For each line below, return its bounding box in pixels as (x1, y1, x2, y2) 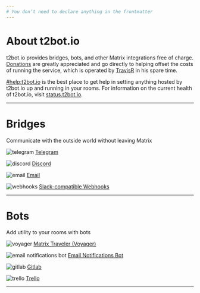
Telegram (35, 148, 58, 155)
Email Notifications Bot (67, 252, 124, 259)
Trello (26, 275, 40, 282)
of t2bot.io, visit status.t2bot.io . (6, 90, 83, 98)
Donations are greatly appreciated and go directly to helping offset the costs (6, 60, 193, 67)
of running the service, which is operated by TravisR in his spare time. (6, 67, 177, 74)
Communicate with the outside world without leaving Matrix (6, 137, 152, 144)
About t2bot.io (6, 34, 80, 48)
